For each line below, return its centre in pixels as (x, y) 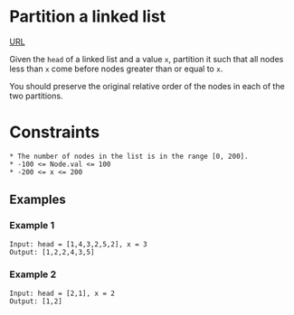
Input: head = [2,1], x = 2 (62, 293)
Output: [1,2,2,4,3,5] (52, 252)
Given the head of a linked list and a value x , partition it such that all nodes (147, 59)
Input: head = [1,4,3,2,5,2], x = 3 (78, 244)
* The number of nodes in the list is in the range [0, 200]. (129, 156)
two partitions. (36, 96)
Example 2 (33, 274)
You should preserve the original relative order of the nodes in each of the (147, 86)
